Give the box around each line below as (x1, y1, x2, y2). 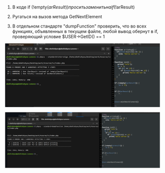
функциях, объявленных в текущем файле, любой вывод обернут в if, (12, 29, 159, 34)
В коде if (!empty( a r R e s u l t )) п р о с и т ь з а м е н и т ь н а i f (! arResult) (12, 4, 135, 10)
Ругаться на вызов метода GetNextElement (12, 14, 102, 19)
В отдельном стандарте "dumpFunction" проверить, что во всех (12, 23, 147, 29)
